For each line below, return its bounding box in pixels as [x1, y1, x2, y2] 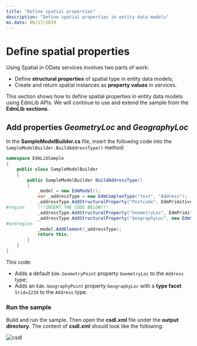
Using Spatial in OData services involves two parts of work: [6, 64, 150, 71]
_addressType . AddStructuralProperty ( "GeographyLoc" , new [37, 215, 180, 221]
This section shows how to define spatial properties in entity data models [6, 93, 183, 100]
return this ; [37, 232, 69, 238]
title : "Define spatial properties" [6, 8, 96, 15]
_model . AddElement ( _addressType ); [37, 226, 122, 232]
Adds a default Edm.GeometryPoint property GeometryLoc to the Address [14, 270, 184, 277]
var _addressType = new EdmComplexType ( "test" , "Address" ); [37, 194, 188, 200]
